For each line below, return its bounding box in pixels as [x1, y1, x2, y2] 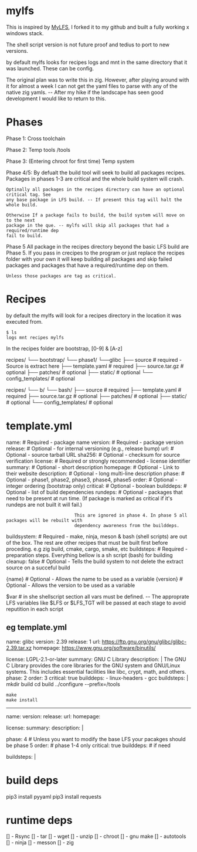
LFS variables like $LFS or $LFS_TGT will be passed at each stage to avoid [6, 599, 186, 606]
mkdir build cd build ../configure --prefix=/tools [6, 680, 120, 687]
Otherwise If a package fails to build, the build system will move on [6, 212, 185, 218]
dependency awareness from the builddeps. [74, 522, 180, 528]
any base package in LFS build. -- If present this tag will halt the [6, 196, 182, 203]
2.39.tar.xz [6, 644, 32, 651]
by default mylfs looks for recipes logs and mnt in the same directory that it [6, 59, 188, 66]
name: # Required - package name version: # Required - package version [6, 439, 184, 446]
